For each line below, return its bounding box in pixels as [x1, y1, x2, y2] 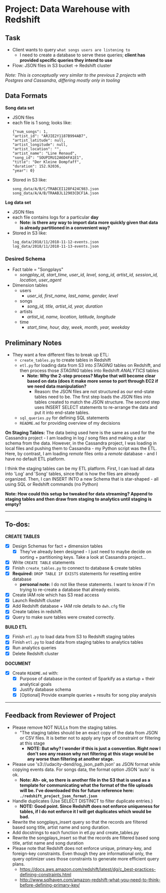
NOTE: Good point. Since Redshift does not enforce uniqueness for [19, 803, 160, 809]
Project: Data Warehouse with [5, 3, 130, 15]
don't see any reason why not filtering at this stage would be [27, 751, 154, 757]
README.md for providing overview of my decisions [19, 420, 121, 426]
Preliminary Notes [5, 339, 62, 347]
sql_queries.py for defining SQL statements [19, 414, 110, 421]
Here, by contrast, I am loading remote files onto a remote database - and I [5, 450, 157, 456]
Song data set [5, 105, 35, 111]
